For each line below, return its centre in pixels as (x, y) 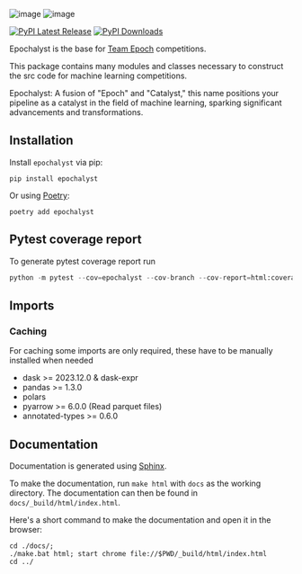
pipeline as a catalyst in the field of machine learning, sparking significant (146, 103)
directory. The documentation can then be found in (104, 493)
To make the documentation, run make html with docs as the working (135, 483)
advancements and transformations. (76, 112)
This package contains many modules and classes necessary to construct (147, 66)
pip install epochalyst (54, 179)
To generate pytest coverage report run (82, 261)
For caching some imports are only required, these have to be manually (141, 351)
